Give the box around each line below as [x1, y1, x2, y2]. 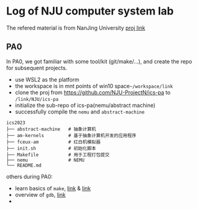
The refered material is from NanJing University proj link [6, 24, 146, 31]
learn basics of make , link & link [14, 184, 91, 191]
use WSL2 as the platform [14, 76, 79, 83]
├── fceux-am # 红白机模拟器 [6, 139, 101, 145]
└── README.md [6, 162, 42, 169]
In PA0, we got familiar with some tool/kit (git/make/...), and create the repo [6, 57, 193, 65]
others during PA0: [6, 173, 53, 180]
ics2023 [6, 120, 26, 126]
